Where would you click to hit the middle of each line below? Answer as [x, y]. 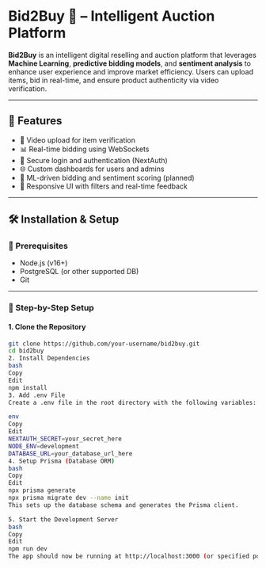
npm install [28, 387]
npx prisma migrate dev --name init [68, 498]
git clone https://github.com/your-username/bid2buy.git [104, 344]
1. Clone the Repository [47, 326]
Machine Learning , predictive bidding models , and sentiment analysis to [130, 63]
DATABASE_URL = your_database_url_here [70, 454]
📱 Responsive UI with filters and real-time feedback [104, 186]
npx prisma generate [42, 490]
